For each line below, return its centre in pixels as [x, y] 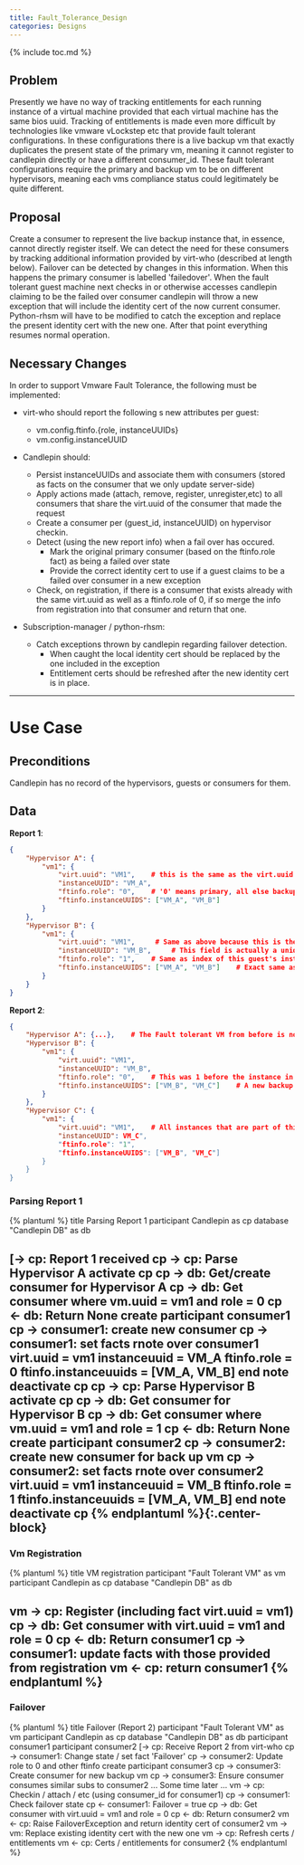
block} [28, 1527]
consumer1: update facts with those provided [140, 1654]
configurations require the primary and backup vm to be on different [137, 169]
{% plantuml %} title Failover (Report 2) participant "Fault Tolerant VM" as [147, 1727]
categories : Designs [48, 26]
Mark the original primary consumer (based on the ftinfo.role [162, 551]
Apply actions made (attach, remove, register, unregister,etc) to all [159, 493]
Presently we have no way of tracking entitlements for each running [136, 102]
